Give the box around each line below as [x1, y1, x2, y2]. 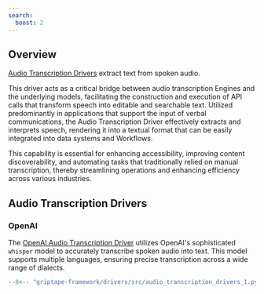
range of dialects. [8, 263, 65, 272]
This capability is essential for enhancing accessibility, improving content [8, 149, 245, 158]
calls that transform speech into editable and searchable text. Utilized [8, 100, 233, 110]
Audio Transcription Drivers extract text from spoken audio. [8, 68, 200, 78]
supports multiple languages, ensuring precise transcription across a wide [8, 255, 249, 263]
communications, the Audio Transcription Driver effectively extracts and [8, 117, 241, 126]
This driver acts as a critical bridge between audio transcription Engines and [8, 84, 255, 93]
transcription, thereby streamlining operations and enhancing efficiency [8, 165, 240, 175]
